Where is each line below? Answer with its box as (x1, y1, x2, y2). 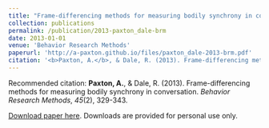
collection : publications (8, 19, 94, 27)
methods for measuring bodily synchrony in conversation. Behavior (8, 86, 231, 96)
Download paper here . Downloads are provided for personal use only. (8, 110, 239, 120)
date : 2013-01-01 (8, 34, 66, 42)
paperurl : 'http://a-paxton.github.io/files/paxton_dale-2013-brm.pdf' (8, 49, 252, 57)
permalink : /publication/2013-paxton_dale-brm (8, 26, 167, 34)
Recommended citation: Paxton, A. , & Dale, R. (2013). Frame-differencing (8, 78, 251, 88)
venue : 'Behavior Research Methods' (8, 42, 130, 50)
